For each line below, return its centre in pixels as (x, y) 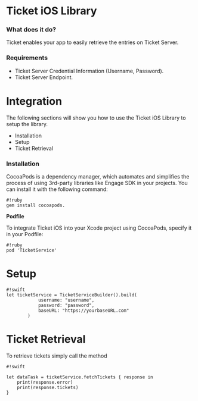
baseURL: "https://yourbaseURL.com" (83, 311)
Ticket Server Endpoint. (44, 77)
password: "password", (66, 305)
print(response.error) (45, 382)
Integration (34, 101)
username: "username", (66, 300)
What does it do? (31, 30)
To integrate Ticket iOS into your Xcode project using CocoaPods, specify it (99, 228)
